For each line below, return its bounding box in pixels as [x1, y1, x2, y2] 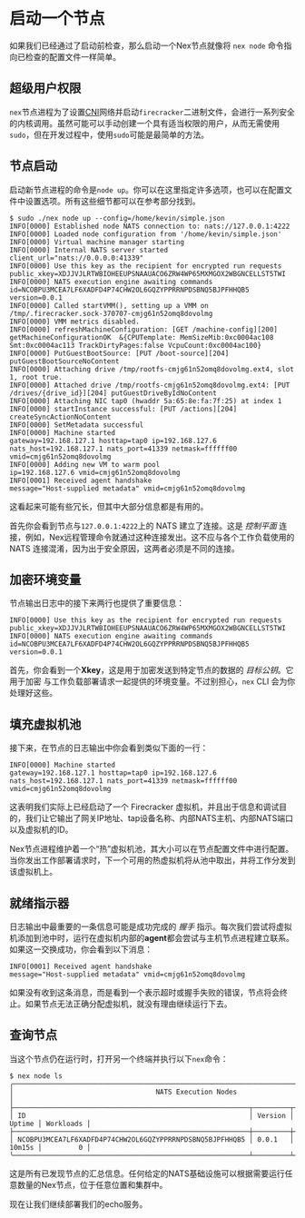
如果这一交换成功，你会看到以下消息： [9, 944, 152, 955]
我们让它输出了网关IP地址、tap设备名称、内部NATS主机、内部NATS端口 [25, 813, 293, 824]
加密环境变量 [9, 571, 82, 587]
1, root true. [9, 372, 64, 381]
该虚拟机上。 [9, 866, 57, 877]
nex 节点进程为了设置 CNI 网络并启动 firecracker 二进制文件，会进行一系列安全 [9, 106, 295, 117]
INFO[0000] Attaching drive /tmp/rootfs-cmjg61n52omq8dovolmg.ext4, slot [9, 364, 295, 373]
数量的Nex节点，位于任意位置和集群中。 [16, 1179, 168, 1190]
